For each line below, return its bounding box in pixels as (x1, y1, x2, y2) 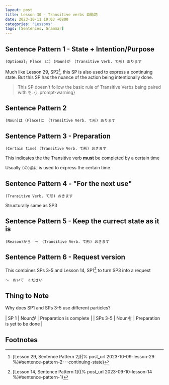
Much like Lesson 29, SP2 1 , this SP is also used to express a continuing (5, 68, 153, 75)
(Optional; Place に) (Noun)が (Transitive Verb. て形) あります (5, 59, 142, 64)
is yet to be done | (5, 321, 43, 327)
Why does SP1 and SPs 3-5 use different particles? (5, 305, 111, 311)
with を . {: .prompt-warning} (17, 89, 75, 95)
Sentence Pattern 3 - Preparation (5, 132, 111, 140)
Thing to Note (5, 291, 49, 300)
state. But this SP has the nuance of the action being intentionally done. (5, 74, 153, 80)
